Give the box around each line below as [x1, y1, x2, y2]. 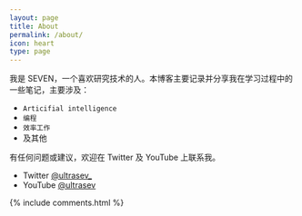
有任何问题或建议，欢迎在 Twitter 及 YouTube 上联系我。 [9, 152, 221, 163]
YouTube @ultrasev [22, 180, 96, 191]
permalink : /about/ [9, 30, 84, 39]
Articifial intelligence [22, 104, 117, 113]
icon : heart [9, 38, 55, 48]
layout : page [9, 13, 59, 23]
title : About [9, 22, 59, 31]
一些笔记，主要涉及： [9, 84, 89, 95]
